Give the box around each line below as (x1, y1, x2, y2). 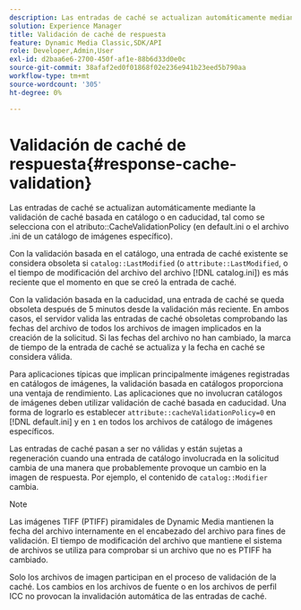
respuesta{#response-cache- (9, 153, 237, 174)
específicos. (9, 426, 56, 437)
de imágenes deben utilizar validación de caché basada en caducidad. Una (9, 397, 287, 408)
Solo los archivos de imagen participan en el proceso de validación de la (9, 571, 277, 583)
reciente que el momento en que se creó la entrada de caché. (9, 277, 237, 288)
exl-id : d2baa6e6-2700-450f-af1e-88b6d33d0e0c (9, 55, 186, 64)
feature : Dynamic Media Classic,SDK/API (9, 38, 163, 48)
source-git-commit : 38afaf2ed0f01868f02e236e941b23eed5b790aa (9, 64, 246, 73)
